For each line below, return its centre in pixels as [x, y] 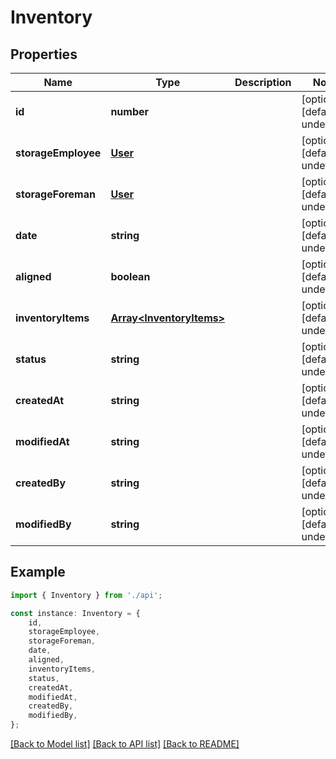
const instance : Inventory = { [75, 613]
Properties [44, 54]
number [130, 111]
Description [263, 82]
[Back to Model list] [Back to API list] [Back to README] [125, 744]
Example [38, 572]
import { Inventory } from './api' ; [86, 595]
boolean [130, 276]
